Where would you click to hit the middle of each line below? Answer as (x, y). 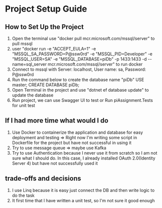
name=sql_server (29, 64)
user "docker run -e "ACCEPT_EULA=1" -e (54, 49)
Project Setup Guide (46, 9)
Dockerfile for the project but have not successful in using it (72, 143)
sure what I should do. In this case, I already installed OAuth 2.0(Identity (84, 158)
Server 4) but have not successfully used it (55, 163)
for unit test (23, 105)
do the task (23, 195)
